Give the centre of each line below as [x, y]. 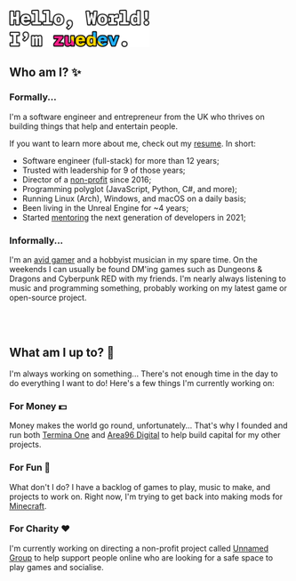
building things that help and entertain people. [93, 126]
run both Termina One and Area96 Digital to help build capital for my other [145, 435]
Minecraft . [28, 505]
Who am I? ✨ [45, 72]
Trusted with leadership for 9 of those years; [104, 170]
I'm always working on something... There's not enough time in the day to [144, 374]
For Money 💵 [38, 406]
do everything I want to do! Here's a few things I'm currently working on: [142, 383]
